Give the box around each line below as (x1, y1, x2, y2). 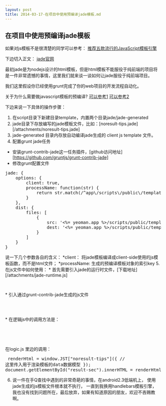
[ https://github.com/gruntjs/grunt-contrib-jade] (12, 154, 109, 161)
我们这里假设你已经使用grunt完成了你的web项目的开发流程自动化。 (5, 83, 142, 89)
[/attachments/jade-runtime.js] (5, 272, 68, 278)
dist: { (15, 205, 34, 211)
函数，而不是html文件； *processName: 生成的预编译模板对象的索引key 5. (9, 261, 160, 267)
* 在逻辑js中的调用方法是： (5, 316, 60, 322)
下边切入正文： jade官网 (5, 56, 54, 62)
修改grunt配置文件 (12, 160, 49, 166)
